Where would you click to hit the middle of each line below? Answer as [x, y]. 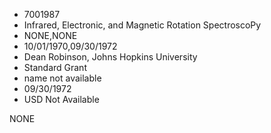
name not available [62, 78]
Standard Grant [55, 67]
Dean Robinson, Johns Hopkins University [110, 57]
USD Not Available [61, 99]
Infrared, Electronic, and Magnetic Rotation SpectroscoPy [142, 25]
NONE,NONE [50, 35]
